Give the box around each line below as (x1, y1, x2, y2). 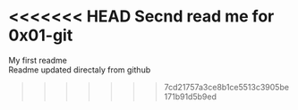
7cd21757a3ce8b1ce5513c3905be (164, 81, 290, 92)
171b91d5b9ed (164, 91, 217, 102)
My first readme (8, 55, 68, 65)
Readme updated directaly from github (8, 64, 151, 75)
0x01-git (8, 25, 73, 46)
